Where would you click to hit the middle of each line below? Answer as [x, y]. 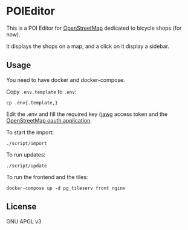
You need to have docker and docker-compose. [66, 79]
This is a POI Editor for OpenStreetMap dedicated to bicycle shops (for [94, 28]
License [21, 207]
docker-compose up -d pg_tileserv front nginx [66, 188]
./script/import [27, 143]
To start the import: [30, 132]
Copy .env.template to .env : [41, 92]
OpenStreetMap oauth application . [49, 120]
